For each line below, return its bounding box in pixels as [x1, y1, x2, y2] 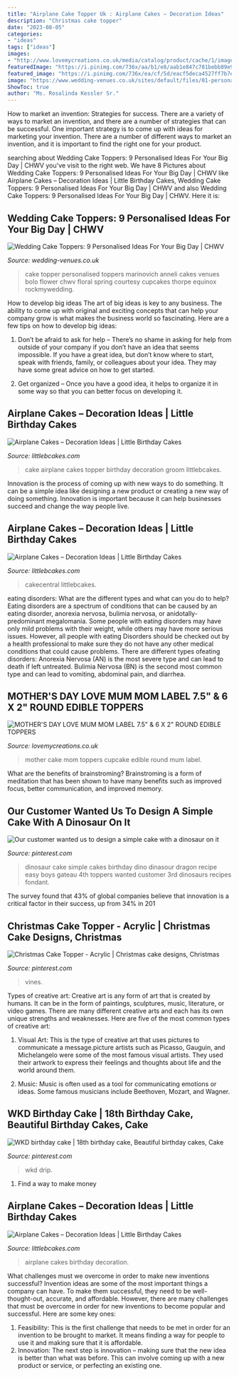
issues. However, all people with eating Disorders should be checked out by [7, 631, 230, 640]
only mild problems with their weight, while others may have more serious [7, 624, 223, 633]
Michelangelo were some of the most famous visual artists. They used [17, 1051, 224, 1059]
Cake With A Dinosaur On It [7, 816, 131, 828]
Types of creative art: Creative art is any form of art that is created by [7, 991, 211, 1000]
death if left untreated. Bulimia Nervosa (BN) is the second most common [7, 662, 222, 671]
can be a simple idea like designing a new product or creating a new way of [7, 486, 229, 495]
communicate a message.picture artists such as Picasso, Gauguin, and [17, 1043, 225, 1051]
